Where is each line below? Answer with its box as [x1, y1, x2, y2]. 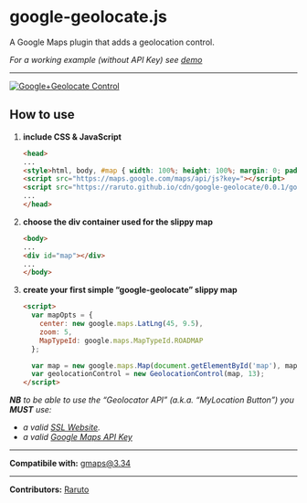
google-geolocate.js [9, 6, 167, 27]
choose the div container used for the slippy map [22, 216, 213, 227]
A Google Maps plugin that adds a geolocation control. [9, 37, 215, 47]
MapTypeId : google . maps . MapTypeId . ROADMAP [39, 336, 204, 345]
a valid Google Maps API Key [22, 432, 132, 443]
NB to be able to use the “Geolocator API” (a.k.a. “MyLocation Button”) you [9, 394, 294, 405]
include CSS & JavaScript [22, 131, 122, 142]
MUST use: [9, 404, 52, 415]
